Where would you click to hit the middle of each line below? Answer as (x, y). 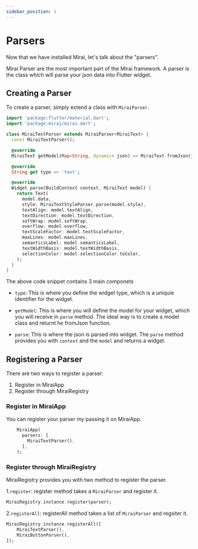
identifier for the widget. (44, 299)
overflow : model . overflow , (55, 226)
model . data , (36, 199)
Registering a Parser (44, 359)
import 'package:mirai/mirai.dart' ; (51, 124)
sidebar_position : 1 (32, 11)
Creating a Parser (39, 93)
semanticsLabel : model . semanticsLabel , (70, 243)
